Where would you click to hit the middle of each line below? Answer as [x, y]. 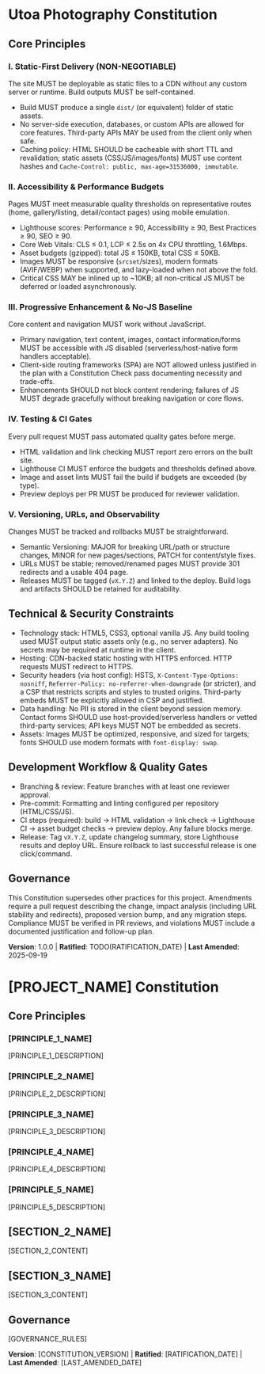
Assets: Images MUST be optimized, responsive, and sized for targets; [134, 733]
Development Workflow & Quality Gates [108, 767]
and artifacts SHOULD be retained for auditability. [100, 589]
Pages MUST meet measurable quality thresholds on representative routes [130, 204]
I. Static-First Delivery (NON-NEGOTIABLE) [92, 67]
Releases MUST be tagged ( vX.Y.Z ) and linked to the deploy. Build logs [135, 580]
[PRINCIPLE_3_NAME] [51, 1114]
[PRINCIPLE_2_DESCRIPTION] [57, 1094]
